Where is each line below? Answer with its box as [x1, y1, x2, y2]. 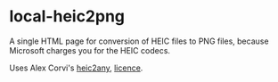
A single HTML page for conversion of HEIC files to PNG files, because [9, 36, 269, 46]
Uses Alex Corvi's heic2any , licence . [9, 62, 143, 73]
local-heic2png [9, 6, 126, 27]
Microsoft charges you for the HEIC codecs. [9, 45, 171, 55]
